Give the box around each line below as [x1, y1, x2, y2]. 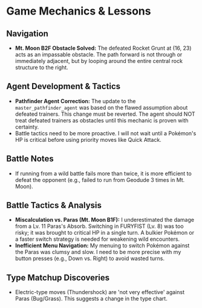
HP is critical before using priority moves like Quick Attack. [15, 136, 161, 143]
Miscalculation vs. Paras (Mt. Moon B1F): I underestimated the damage [15, 216, 195, 224]
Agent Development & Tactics [6, 81, 121, 92]
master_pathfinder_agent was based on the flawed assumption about [15, 104, 188, 111]
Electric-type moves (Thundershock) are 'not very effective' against [15, 289, 184, 296]
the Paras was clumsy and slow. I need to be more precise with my [15, 249, 181, 256]
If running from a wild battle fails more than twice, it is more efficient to [15, 170, 192, 177]
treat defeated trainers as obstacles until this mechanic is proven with [15, 116, 189, 124]
